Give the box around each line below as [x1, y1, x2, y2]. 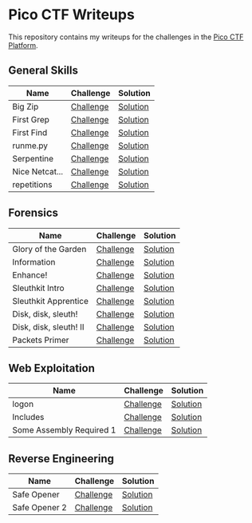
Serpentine [12, 153, 54, 164]
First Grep [12, 114, 50, 125]
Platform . [8, 40, 38, 50]
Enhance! [12, 269, 48, 281]
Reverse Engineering [8, 452, 114, 465]
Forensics [8, 206, 58, 220]
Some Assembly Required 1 [12, 425, 116, 436]
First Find [12, 126, 48, 138]
